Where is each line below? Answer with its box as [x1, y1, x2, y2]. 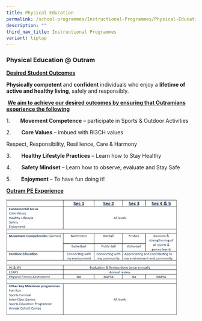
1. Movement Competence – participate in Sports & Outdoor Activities [6, 117, 189, 125]
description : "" [6, 22, 47, 28]
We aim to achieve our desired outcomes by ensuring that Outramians [7, 99, 186, 107]
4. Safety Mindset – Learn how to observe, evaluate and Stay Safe [6, 164, 180, 171]
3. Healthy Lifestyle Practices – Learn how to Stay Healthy [6, 152, 162, 160]
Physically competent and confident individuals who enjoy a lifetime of [6, 81, 186, 89]
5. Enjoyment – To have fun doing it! [6, 175, 105, 183]
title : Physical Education [6, 10, 74, 16]
